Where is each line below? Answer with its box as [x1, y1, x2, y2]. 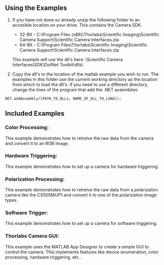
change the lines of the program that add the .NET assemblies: [12, 86, 139, 92]
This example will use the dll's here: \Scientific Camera [12, 56, 123, 62]
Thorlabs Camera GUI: [5, 233, 59, 240]
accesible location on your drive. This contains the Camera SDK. [12, 22, 142, 28]
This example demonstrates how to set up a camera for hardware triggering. [5, 163, 159, 169]
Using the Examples [5, 4, 67, 12]
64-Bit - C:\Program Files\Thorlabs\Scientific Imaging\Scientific [19, 41, 148, 48]
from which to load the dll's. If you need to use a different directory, [12, 82, 148, 87]
